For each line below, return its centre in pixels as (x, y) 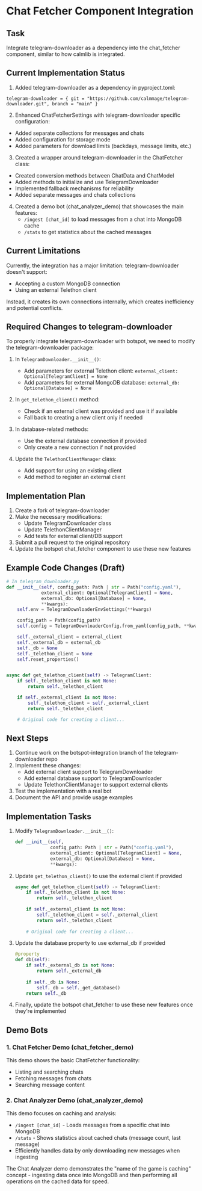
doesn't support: (27, 271)
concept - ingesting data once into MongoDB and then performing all (92, 1175)
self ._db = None (38, 648)
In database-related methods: (52, 429)
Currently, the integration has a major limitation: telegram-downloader (93, 265)
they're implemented (41, 1011)
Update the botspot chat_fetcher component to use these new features (103, 549)
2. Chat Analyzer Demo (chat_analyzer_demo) (75, 1101)
